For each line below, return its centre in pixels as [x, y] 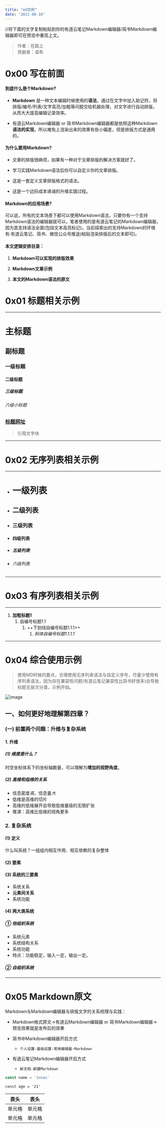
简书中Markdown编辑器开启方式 [45, 1039]
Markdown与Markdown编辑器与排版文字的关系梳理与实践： [66, 1011]
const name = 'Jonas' [27, 1078]
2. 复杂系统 [18, 826]
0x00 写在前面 [35, 73]
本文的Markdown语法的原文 [41, 279]
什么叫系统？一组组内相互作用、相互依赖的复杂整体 [57, 850]
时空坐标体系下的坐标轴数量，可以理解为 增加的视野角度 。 [63, 767]
